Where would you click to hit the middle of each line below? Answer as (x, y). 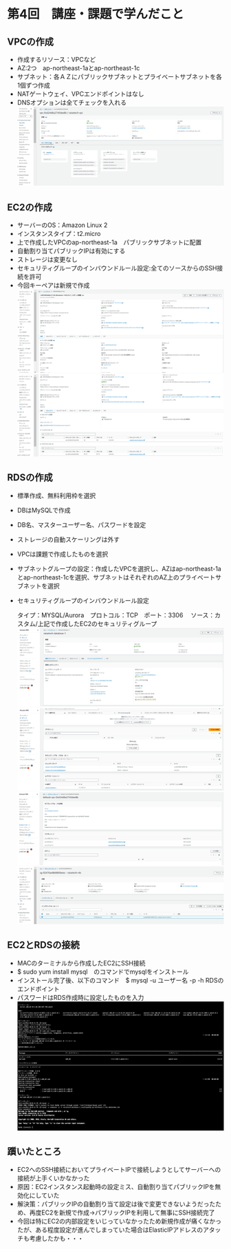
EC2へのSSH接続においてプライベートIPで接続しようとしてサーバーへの (119, 1169)
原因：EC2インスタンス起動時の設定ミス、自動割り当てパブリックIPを (116, 1186)
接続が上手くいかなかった (53, 1178)
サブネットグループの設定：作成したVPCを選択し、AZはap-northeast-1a (119, 568)
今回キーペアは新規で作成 (53, 286)
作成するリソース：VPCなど (56, 60)
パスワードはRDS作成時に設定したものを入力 (80, 997)
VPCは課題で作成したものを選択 (63, 554)
